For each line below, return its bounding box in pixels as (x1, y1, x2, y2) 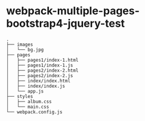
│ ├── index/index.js (6, 83, 66, 89)
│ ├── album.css (6, 98, 52, 104)
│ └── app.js (6, 88, 44, 94)
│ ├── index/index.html (6, 78, 70, 84)
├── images (6, 42, 33, 47)
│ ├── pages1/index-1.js (6, 62, 73, 68)
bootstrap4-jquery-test (6, 17, 125, 30)
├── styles (6, 93, 33, 99)
